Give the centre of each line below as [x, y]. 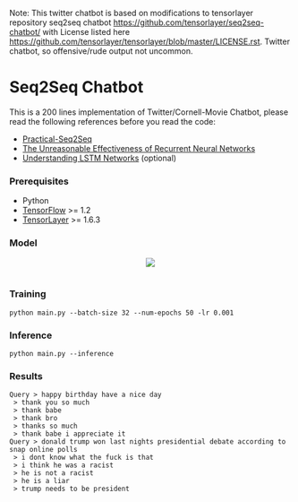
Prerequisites [39, 181]
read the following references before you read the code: [113, 121]
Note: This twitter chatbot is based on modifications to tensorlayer [131, 13]
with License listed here [86, 32]
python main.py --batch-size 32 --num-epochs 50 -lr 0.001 [122, 313]
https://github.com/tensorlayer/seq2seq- [188, 22]
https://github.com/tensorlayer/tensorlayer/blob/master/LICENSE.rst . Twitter [150, 41]
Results [26, 376]
